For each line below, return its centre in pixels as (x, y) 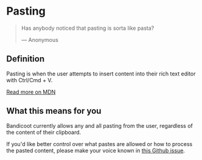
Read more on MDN (31, 92)
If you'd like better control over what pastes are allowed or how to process (99, 144)
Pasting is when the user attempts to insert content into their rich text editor (101, 74)
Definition (25, 59)
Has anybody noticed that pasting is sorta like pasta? (88, 28)
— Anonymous (40, 40)
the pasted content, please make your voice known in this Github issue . (96, 150)
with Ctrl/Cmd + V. (30, 80)
